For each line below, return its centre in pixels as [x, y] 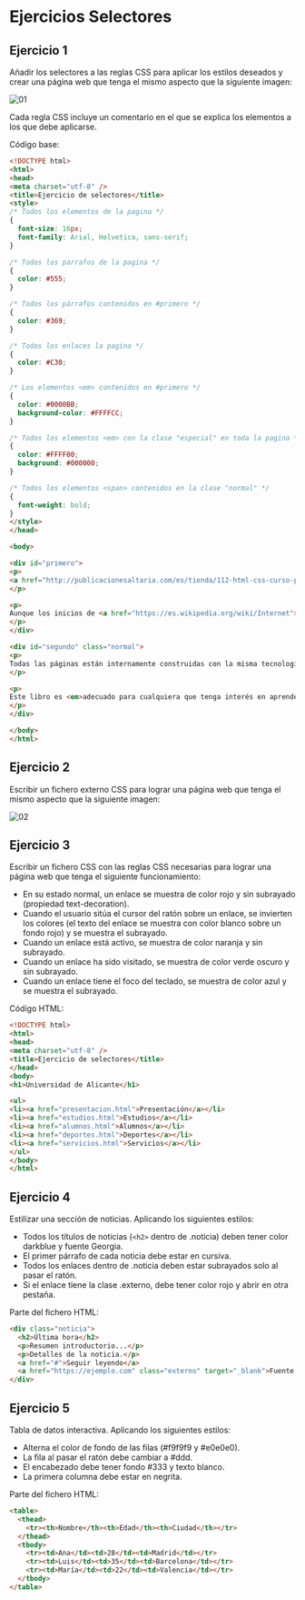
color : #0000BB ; [48, 404]
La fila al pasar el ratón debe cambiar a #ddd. [108, 1457]
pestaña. [39, 1295]
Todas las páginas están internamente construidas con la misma [133, 663]
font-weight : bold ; [54, 505]
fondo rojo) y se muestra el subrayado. [95, 933]
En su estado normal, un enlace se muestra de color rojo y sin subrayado [159, 895]
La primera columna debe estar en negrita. [103, 1477]
